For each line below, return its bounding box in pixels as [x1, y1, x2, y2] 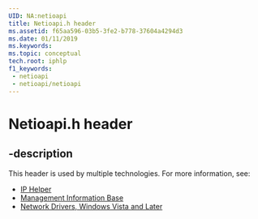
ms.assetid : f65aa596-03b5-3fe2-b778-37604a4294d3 [8, 27, 183, 35]
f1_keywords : [8, 65, 53, 73]
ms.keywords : [8, 42, 53, 50]
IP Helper [19, 184, 52, 194]
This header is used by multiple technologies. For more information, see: [8, 168, 251, 178]
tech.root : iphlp [8, 58, 67, 66]
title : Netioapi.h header [8, 19, 96, 28]
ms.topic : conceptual [8, 49, 82, 58]
